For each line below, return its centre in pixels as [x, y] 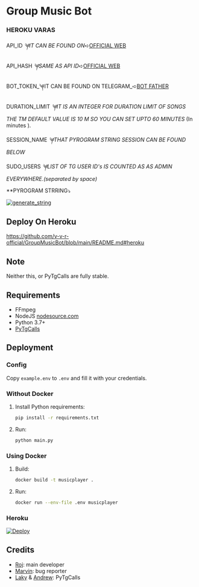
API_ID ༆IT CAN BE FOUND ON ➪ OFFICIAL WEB [66, 46]
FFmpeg [25, 309]
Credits [21, 550]
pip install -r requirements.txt [57, 418]
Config [17, 365]
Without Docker [30, 394]
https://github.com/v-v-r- [38, 236]
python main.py [34, 440]
